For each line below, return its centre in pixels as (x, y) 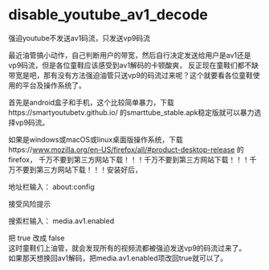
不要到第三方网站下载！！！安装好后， (78, 170)
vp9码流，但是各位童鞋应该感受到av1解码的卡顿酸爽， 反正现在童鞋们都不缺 (134, 65)
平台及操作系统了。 (54, 85)
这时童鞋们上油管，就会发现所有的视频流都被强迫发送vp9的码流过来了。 (127, 247)
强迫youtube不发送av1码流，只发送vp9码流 (79, 38)
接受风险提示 (29, 203)
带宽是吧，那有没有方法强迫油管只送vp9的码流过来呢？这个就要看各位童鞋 (131, 75)
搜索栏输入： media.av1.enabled (61, 221)
